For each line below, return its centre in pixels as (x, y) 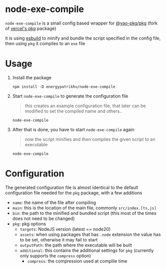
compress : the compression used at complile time (77, 261)
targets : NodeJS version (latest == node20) (65, 229)
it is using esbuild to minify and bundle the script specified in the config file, (83, 38)
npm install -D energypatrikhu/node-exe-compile (64, 87)
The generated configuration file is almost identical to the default (72, 187)
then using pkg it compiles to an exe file (45, 43)
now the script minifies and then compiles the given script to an (90, 139)
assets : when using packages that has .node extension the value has (90, 234)
